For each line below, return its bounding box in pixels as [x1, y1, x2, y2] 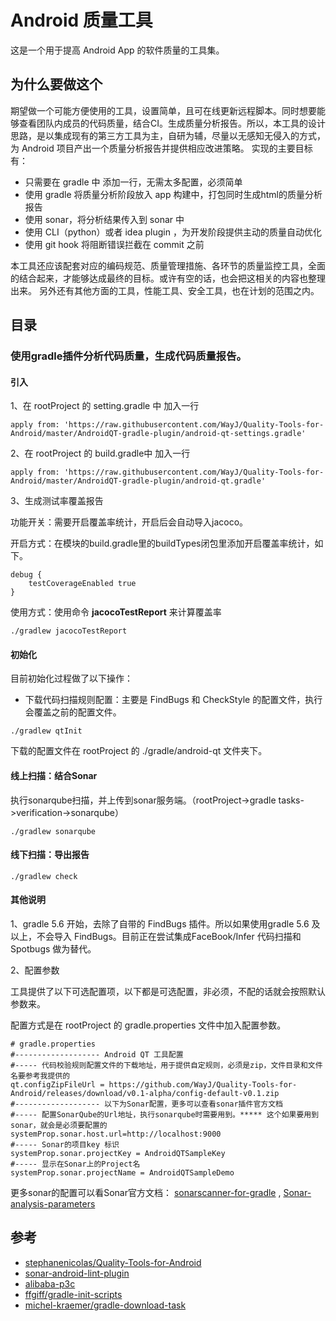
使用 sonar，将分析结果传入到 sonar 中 [24, 213, 185, 225]
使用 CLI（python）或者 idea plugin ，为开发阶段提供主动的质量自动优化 [24, 226, 322, 238]
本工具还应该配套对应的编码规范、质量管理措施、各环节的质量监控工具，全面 [10, 259, 326, 271]
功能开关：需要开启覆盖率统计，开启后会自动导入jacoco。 [10, 516, 249, 528]
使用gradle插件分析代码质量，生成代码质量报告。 [10, 349, 247, 363]
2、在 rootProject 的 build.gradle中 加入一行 [10, 447, 191, 460]
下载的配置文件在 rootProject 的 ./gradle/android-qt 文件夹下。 [10, 745, 268, 757]
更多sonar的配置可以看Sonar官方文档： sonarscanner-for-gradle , [10, 1187, 282, 1199]
